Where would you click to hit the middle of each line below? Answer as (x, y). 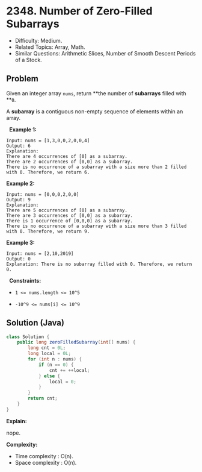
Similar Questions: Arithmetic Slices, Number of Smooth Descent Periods (105, 53)
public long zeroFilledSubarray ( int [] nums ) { (76, 342)
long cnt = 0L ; (47, 348)
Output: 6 (19, 146)
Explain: (17, 421)
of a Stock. (28, 60)
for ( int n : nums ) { (55, 359)
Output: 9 (19, 200)
